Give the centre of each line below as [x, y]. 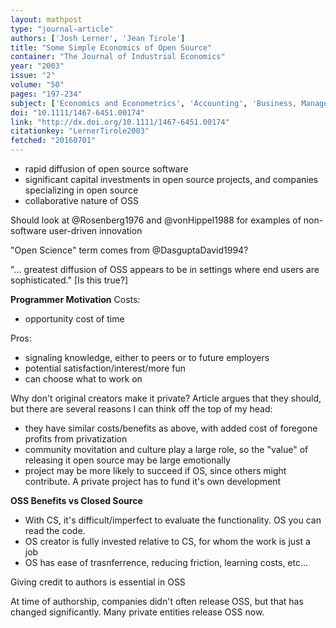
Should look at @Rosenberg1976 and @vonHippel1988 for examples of [156, 220]
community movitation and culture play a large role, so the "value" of [166, 449]
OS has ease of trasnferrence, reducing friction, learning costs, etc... [166, 562]
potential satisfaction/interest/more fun [105, 368]
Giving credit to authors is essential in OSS [98, 582]
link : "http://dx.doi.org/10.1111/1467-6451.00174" [120, 122]
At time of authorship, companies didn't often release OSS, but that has [157, 601]
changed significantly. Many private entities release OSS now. [137, 612]
